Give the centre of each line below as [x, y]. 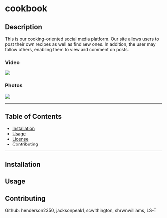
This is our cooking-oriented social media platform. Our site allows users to [82, 39]
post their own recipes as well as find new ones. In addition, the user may [80, 44]
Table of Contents [34, 116]
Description [24, 27]
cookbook [26, 9]
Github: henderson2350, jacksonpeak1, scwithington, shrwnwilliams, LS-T [81, 210]
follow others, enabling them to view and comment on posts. [67, 49]
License [20, 139]
